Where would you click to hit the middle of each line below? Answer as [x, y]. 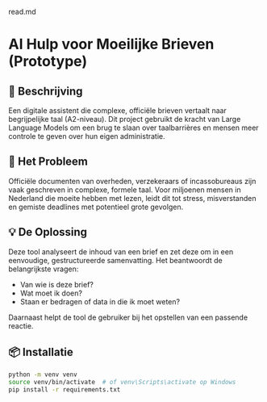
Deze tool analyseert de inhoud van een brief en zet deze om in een [121, 251]
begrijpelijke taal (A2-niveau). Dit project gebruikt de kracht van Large [125, 119]
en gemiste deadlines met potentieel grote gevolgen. [96, 207]
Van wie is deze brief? [57, 284]
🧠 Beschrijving [46, 91]
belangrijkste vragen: [44, 269]
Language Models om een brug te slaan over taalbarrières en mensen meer [134, 128]
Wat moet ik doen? [51, 293]
